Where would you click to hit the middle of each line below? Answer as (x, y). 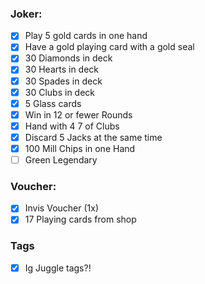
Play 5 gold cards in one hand (86, 36)
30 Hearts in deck (62, 69)
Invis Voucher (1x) (62, 208)
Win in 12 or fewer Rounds (78, 114)
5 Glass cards (53, 103)
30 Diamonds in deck (68, 58)
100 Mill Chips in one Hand (80, 148)
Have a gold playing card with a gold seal (109, 47)
